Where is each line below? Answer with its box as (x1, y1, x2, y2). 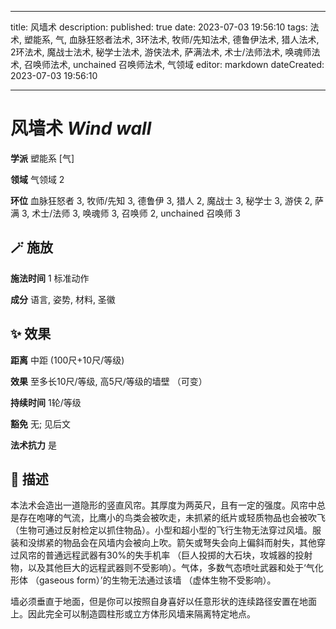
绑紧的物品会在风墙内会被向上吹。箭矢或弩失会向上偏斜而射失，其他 (36, 537, 317, 549)
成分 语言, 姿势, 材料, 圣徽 (10, 293, 116, 305)
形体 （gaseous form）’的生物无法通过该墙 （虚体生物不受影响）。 (10, 574, 277, 586)
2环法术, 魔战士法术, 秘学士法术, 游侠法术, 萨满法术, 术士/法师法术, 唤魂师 (10, 46, 312, 58)
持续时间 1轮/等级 (10, 396, 82, 408)
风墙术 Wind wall (10, 117, 152, 140)
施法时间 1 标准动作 (10, 272, 90, 284)
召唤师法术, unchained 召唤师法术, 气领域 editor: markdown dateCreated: (23, 59, 325, 70)
